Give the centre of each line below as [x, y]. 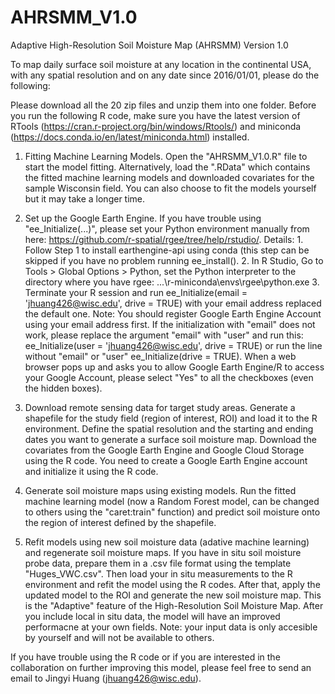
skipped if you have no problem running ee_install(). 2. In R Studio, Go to [174, 260]
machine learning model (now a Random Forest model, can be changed [172, 501]
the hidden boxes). [63, 388]
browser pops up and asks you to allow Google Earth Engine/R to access [174, 367]
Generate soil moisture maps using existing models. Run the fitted [160, 490]
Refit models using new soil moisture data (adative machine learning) [167, 542]
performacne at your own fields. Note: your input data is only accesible [171, 627]
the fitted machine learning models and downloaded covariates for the [169, 177]
